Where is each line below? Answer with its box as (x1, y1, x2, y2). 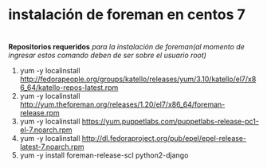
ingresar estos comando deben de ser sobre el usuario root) (8, 50, 207, 61)
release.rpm (19, 108, 60, 118)
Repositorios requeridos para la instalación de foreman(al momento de (8, 42, 245, 52)
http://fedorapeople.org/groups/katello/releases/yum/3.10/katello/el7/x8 (19, 74, 257, 84)
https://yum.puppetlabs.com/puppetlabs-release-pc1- (81, 117, 259, 127)
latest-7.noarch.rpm (19, 142, 85, 152)
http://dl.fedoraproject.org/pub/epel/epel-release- (81, 134, 247, 143)
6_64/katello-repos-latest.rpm (19, 83, 119, 92)
